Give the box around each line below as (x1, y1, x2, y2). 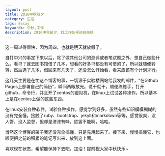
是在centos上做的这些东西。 (9, 96, 66, 101)
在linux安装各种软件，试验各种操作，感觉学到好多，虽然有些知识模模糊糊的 (5, 106, 157, 112)
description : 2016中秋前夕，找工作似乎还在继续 (5, 30, 94, 35)
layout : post (5, 7, 32, 12)
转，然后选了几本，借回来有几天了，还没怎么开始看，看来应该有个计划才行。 (5, 67, 160, 73)
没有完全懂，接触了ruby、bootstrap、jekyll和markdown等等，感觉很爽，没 (5, 113, 156, 118)
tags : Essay (5, 21, 29, 26)
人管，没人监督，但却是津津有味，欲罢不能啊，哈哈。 (5, 119, 113, 125)
